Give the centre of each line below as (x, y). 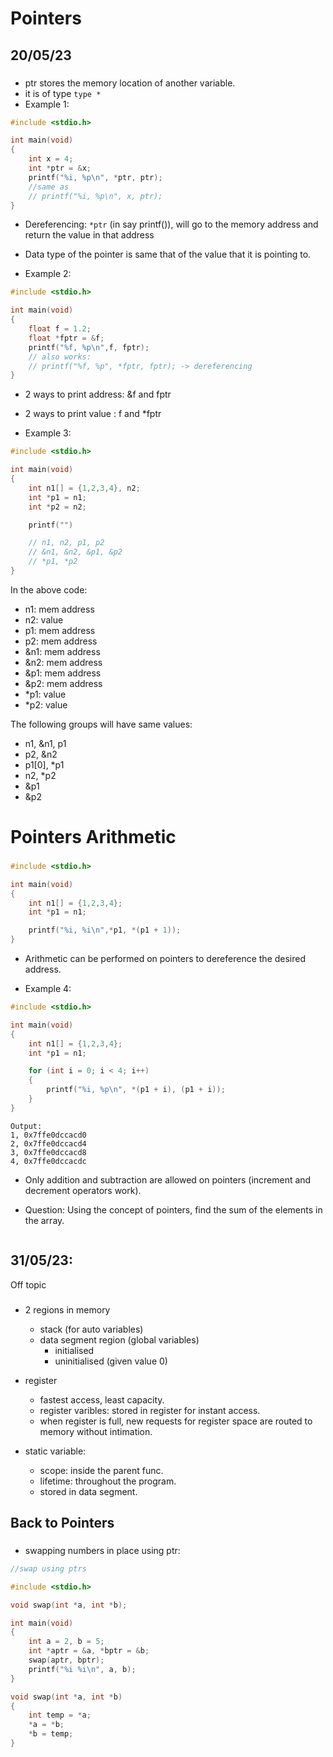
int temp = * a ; (60, 1715)
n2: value (44, 619)
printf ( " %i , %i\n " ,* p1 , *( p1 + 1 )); (105, 930)
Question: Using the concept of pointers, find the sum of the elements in (173, 1209)
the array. (44, 1220)
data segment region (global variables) (119, 1339)
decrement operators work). (83, 1190)
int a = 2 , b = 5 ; (66, 1642)
